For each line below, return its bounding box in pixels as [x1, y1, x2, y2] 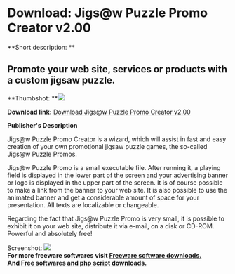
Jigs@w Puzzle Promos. [7, 150, 77, 158]
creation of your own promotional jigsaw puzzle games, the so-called [7, 142, 208, 150]
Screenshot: [7, 244, 43, 252]
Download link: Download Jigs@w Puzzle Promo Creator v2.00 [7, 107, 191, 116]
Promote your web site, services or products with [7, 63, 228, 75]
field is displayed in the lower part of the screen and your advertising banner [7, 171, 229, 179]
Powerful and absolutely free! [7, 229, 93, 237]
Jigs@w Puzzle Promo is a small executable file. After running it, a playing [7, 163, 221, 171]
